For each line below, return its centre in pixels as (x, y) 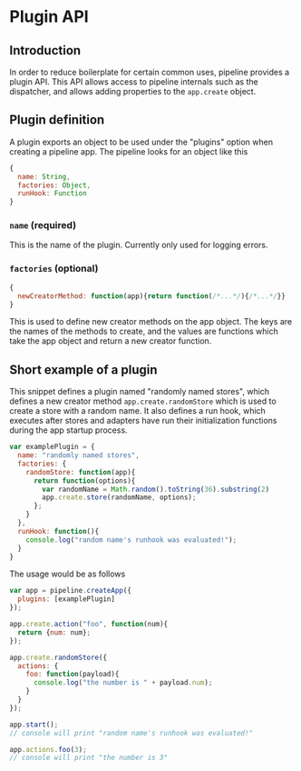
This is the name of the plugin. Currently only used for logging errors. (139, 245)
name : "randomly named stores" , (79, 456)
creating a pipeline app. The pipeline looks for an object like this (129, 151)
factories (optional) (54, 268)
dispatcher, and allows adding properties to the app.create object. (133, 91)
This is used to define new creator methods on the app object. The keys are (151, 322)
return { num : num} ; (54, 632)
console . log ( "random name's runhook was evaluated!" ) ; (131, 540)
